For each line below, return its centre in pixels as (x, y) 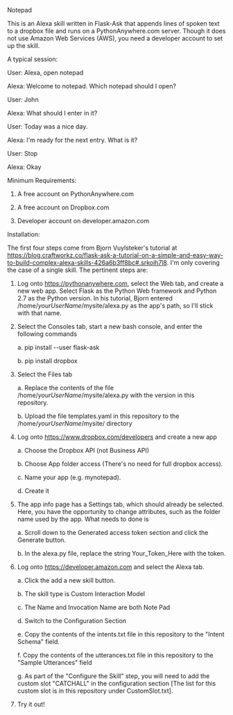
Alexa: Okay (24, 167)
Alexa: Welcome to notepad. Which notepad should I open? (92, 86)
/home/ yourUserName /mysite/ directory (75, 423)
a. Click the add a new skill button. (66, 580)
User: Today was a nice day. (48, 127)
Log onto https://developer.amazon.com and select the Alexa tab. (111, 567)
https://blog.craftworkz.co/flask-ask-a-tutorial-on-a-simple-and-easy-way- (115, 255)
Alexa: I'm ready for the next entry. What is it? (72, 140)
